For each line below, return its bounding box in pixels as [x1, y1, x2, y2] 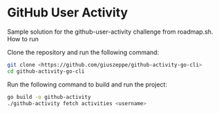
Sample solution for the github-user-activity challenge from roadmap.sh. [7, 27, 213, 36]
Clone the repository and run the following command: [7, 48, 160, 56]
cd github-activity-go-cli [7, 67, 85, 75]
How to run [7, 34, 39, 43]
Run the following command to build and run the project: [7, 80, 168, 89]
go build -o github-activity [7, 93, 91, 100]
